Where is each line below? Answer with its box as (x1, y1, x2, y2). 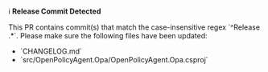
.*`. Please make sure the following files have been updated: (8, 31, 208, 40)
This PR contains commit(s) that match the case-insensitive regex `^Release (8, 22, 260, 32)
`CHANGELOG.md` (19, 46, 83, 56)
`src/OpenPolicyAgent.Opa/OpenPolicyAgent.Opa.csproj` (19, 55, 208, 64)
